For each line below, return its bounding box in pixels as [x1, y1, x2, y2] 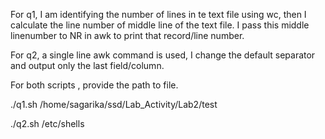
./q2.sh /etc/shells [10, 118, 85, 129]
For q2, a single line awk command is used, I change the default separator [10, 49, 316, 61]
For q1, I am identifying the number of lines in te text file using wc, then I [10, 9, 307, 20]
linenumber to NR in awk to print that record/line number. [10, 30, 245, 41]
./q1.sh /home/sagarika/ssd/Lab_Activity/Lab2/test [10, 99, 218, 110]
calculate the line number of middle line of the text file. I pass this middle [10, 19, 310, 31]
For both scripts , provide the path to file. [10, 79, 179, 91]
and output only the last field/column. [10, 60, 165, 71]
